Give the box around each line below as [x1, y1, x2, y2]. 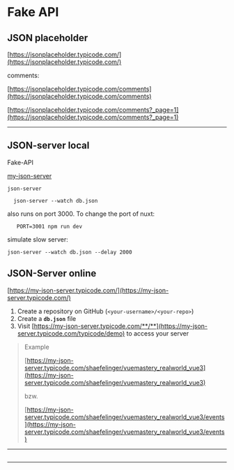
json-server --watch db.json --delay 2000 [7, 249, 132, 256]
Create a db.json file [17, 314, 77, 322]
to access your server [126, 329, 189, 338]
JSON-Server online [7, 267, 97, 279]
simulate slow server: [7, 235, 68, 244]
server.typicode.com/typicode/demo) [17, 329, 125, 338]
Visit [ [17, 322, 35, 330]
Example [24, 343, 50, 351]
